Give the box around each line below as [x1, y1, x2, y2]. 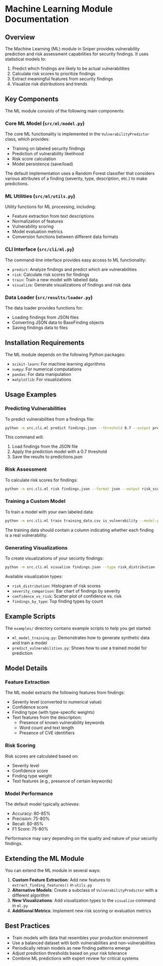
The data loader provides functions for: [5, 305, 83, 311]
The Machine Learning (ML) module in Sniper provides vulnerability [5, 46, 140, 51]
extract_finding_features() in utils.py [12, 882, 92, 888]
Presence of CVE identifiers [19, 730, 75, 736]
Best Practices [5, 922, 50, 930]
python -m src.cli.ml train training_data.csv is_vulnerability [5, 518, 138, 523]
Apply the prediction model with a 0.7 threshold [12, 449, 107, 454]
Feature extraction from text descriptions [12, 213, 94, 219]
